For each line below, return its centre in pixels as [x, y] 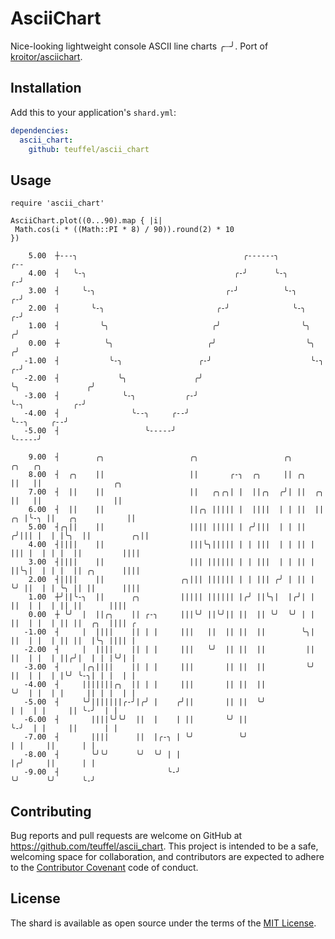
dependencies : [40, 130]
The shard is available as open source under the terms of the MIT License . [163, 923]
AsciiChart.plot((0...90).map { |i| [86, 221]
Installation [46, 88]
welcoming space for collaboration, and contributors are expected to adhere [167, 856]
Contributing [51, 811]
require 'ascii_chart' [57, 203]
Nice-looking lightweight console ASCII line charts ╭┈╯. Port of [139, 46]
